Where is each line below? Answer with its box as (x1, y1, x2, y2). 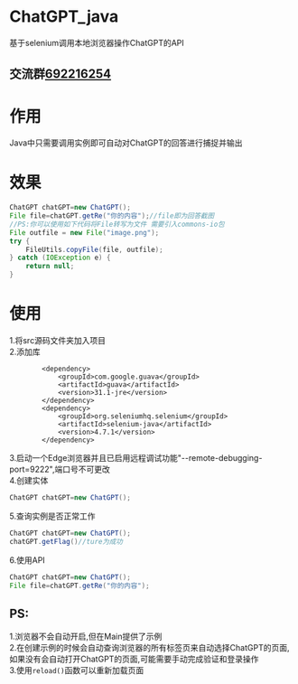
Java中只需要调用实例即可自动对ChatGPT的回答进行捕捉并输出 (9, 137, 243, 148)
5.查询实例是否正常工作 (9, 511, 96, 521)
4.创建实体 (9, 475, 49, 486)
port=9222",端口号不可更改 (9, 464, 111, 475)
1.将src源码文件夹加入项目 (9, 335, 107, 346)
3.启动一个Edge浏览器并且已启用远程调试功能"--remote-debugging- (9, 453, 263, 464)
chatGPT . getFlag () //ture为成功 (9, 537, 124, 546)
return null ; (25, 262, 75, 271)
